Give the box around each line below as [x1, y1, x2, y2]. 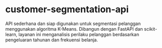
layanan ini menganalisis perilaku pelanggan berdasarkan [18, 31, 140, 37]
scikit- [144, 26, 157, 32]
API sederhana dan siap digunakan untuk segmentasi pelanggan [5, 20, 141, 27]
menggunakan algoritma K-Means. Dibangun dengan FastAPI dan [5, 26, 143, 32]
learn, [5, 31, 18, 37]
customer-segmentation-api [5, 4, 129, 15]
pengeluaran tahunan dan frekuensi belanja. [5, 37, 98, 43]
